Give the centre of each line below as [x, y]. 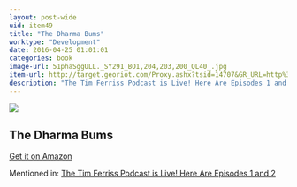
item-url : [27, 75]
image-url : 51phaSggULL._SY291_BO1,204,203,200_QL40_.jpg [118, 67]
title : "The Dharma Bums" [57, 34]
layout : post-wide [43, 17]
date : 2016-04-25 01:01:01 [59, 50]
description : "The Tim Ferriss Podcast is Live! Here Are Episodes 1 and [148, 83]
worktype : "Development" [55, 42]
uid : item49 [31, 26]
